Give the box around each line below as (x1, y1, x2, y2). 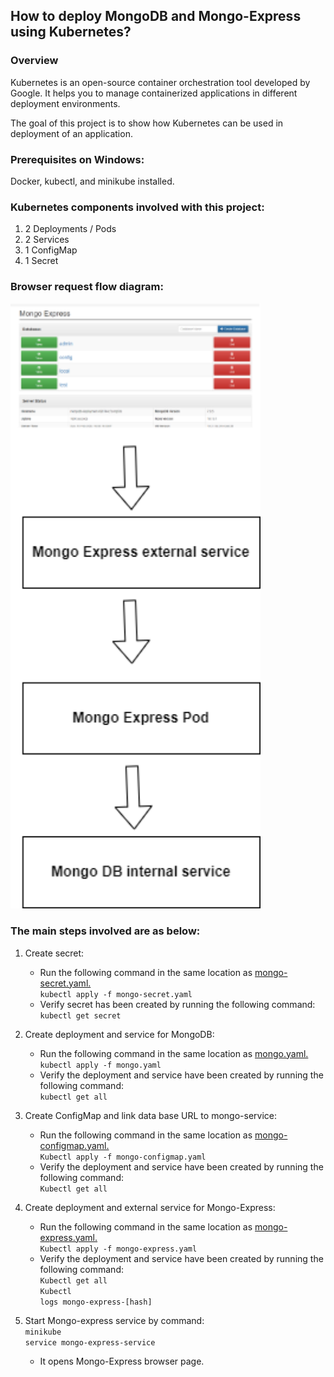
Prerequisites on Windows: (10, 152, 145, 166)
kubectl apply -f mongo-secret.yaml (39, 989, 193, 999)
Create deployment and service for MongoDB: (24, 1028, 215, 1040)
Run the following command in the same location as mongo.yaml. (39, 1047, 309, 1059)
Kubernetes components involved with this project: (10, 200, 265, 214)
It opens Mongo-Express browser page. (39, 1355, 205, 1367)
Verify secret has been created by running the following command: (39, 998, 316, 1010)
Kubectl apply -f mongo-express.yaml (39, 1244, 198, 1254)
